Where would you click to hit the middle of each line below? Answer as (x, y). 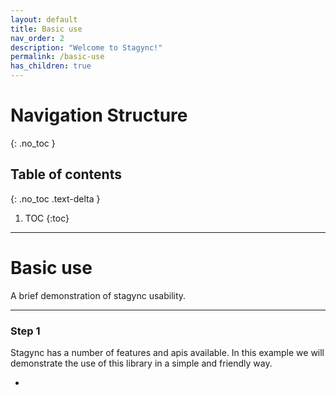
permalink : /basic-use (57, 57)
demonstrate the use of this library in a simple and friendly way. (141, 363)
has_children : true (51, 66)
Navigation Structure (99, 115)
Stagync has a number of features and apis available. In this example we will (167, 352)
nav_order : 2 (37, 38)
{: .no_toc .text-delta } (55, 198)
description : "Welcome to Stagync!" (86, 47)
